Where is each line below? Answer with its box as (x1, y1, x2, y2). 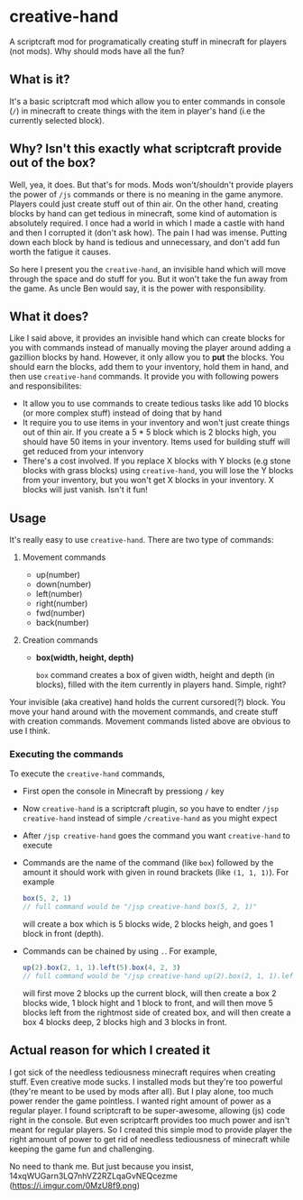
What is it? (9, 72, 70, 87)
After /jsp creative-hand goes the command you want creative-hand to (22, 830, 290, 841)
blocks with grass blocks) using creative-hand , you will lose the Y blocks (22, 465, 294, 476)
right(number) (35, 598, 88, 609)
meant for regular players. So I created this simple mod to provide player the (9, 1124, 293, 1135)
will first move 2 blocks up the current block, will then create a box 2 (22, 987, 277, 998)
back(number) (35, 618, 89, 628)
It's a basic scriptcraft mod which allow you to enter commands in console (9, 96, 286, 106)
